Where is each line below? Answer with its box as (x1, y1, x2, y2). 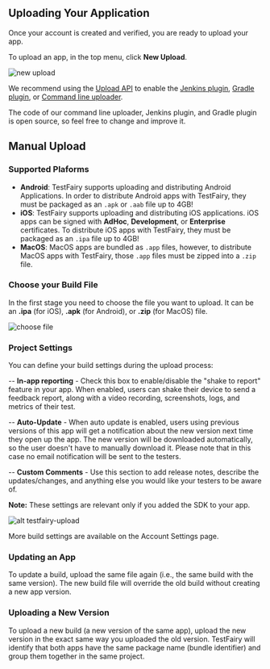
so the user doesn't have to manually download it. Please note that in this (8, 443, 251, 453)
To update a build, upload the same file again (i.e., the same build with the (8, 570, 254, 579)
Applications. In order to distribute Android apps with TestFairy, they (19, 190, 247, 200)
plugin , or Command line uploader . (8, 92, 123, 102)
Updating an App (8, 552, 77, 563)
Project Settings (8, 342, 73, 353)
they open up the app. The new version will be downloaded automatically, (8, 435, 253, 445)
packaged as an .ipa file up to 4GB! (19, 233, 139, 243)
